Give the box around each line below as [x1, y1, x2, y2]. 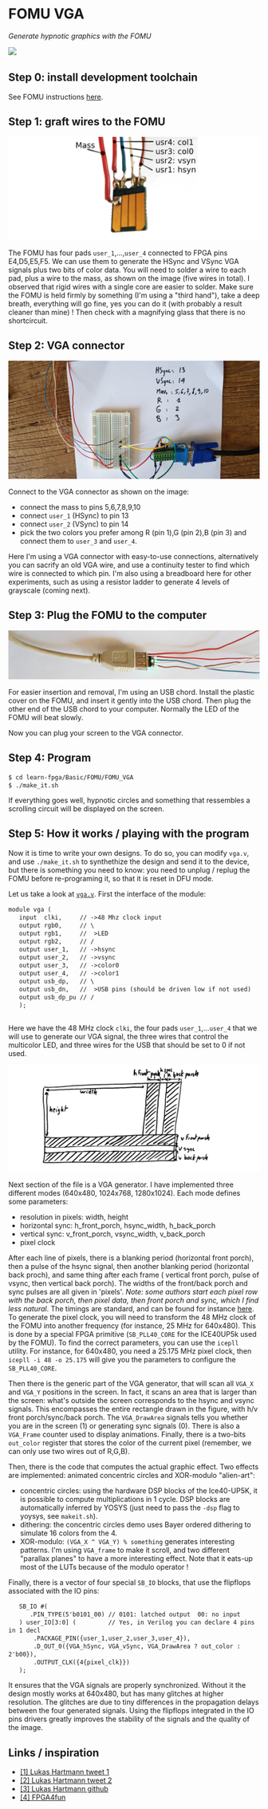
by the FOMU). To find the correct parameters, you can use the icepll [8, 1338, 239, 1348]
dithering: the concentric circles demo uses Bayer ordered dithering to [19, 1520, 251, 1530]
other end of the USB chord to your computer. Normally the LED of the [8, 704, 239, 714]
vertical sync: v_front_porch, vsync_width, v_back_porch [19, 1229, 206, 1239]
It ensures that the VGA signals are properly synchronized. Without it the [8, 1681, 246, 1690]
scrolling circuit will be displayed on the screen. [8, 803, 165, 814]
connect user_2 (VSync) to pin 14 [19, 519, 129, 529]
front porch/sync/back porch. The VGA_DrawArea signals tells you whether [8, 1413, 249, 1422]
